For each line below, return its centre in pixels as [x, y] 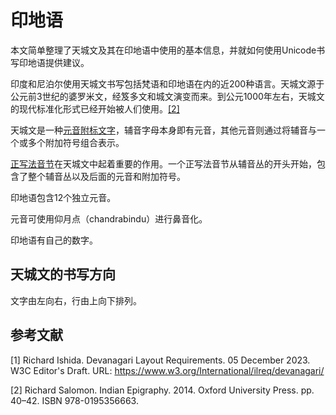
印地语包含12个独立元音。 [63, 197]
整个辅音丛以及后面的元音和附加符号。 [106, 176]
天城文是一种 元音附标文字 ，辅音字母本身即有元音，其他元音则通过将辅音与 [163, 130]
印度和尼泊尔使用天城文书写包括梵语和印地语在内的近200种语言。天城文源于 [167, 83]
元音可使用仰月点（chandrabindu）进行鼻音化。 [109, 218]
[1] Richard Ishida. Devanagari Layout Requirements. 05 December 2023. [160, 360]
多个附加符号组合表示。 [76, 142]
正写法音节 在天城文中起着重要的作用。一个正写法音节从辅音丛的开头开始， [163, 163]
